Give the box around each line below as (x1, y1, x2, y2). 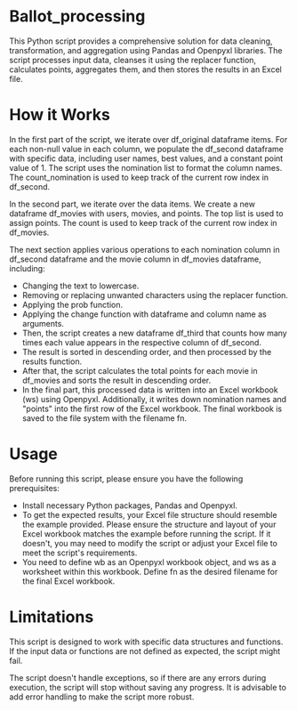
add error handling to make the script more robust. (9, 691, 195, 702)
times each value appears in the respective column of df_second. (21, 336, 262, 348)
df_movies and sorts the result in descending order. (21, 375, 212, 385)
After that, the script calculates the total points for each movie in (21, 365, 258, 376)
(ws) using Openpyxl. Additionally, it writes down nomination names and (21, 393, 287, 404)
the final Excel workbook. (21, 576, 116, 586)
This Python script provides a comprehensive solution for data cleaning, (9, 36, 273, 46)
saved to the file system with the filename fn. (21, 412, 188, 424)
